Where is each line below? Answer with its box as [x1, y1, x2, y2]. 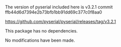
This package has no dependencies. [5, 28, 78, 33]
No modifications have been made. [5, 37, 75, 43]
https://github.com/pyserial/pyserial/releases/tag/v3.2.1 [5, 19, 116, 24]
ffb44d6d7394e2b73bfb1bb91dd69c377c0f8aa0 [5, 9, 102, 15]
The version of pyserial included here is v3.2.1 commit [5, 4, 113, 10]
